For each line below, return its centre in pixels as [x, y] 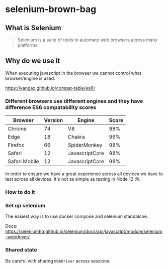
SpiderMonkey [85, 145]
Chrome [17, 129]
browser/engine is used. [30, 78]
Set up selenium [25, 205]
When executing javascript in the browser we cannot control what [73, 73]
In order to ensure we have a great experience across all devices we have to [84, 174]
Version [54, 120]
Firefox [16, 145]
